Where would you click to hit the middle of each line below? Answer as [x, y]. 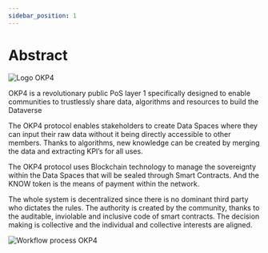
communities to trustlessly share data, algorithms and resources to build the [134, 102]
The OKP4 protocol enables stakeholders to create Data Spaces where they [133, 126]
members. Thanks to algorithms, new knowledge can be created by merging [134, 143]
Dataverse [25, 110]
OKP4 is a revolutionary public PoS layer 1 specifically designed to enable [129, 93]
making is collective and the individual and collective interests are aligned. [130, 224]
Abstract [38, 55]
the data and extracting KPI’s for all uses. [76, 151]
